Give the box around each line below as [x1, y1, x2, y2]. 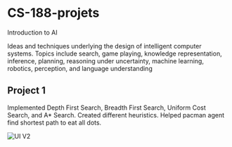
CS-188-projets [7, 5, 100, 21]
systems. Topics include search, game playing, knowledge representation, [7, 49, 223, 58]
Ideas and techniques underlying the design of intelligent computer [7, 41, 202, 50]
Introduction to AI [7, 28, 58, 37]
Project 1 [7, 84, 46, 96]
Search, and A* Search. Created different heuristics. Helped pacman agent [7, 110, 225, 119]
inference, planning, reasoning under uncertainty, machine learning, [7, 56, 204, 65]
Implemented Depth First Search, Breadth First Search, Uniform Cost [7, 103, 206, 112]
